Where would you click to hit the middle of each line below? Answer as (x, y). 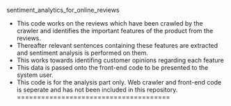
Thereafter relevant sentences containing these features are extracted (117, 45)
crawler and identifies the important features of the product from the (115, 31)
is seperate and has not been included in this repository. (97, 90)
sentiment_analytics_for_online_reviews (63, 10)
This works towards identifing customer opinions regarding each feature (120, 60)
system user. (35, 75)
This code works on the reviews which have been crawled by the (110, 23)
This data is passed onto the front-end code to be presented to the (112, 68)
